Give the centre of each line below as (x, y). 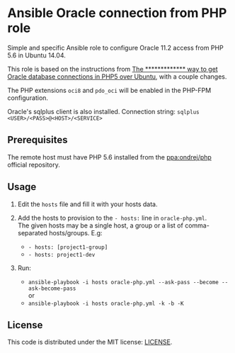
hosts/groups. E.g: (76, 232)
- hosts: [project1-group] (68, 247)
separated (33, 232)
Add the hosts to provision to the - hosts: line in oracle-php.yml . (112, 218)
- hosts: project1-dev (62, 254)
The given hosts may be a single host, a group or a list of (101, 225)
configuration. (28, 98)
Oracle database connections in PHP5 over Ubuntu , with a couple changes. (117, 77)
